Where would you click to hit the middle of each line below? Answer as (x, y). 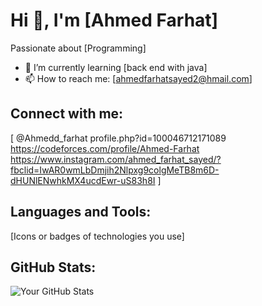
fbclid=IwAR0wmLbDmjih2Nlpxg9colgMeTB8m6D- (115, 170)
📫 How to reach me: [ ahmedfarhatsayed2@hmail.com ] (138, 78)
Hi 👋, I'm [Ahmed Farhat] (114, 20)
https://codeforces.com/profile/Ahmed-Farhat (105, 148)
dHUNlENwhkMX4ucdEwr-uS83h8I (83, 180)
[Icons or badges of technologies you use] (97, 236)
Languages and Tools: (81, 212)
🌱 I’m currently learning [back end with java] (116, 67)
